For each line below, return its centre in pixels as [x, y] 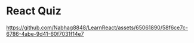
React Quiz [34, 11]
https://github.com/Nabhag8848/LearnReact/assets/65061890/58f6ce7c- [97, 27]
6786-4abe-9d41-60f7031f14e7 [45, 33]
